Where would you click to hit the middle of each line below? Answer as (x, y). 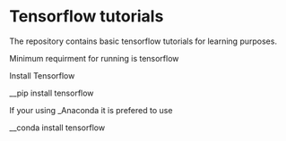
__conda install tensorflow (57, 128)
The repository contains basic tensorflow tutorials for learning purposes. (143, 41)
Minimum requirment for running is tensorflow (94, 58)
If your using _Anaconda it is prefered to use (91, 110)
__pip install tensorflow (52, 93)
